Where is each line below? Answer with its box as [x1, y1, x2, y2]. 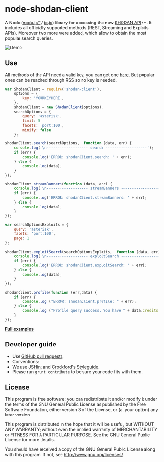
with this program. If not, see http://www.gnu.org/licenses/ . [5, 451, 124, 457]
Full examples [5, 326, 34, 332]
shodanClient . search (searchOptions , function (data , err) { [5, 141, 132, 146]
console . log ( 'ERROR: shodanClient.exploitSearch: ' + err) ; [22, 263, 147, 268]
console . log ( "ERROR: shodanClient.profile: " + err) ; [22, 299, 137, 304]
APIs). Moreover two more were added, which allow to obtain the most [5, 30, 147, 36]
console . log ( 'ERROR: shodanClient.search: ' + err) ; [22, 155, 132, 160]
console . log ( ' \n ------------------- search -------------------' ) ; [14, 145, 154, 150]
